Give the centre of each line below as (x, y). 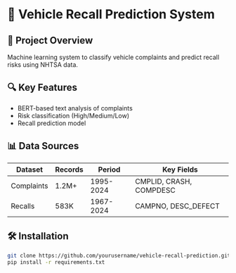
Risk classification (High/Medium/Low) (73, 115)
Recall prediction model (52, 123)
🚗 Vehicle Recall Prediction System (111, 14)
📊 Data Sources (43, 146)
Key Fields (180, 170)
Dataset (30, 170)
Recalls (23, 205)
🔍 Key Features (42, 88)
